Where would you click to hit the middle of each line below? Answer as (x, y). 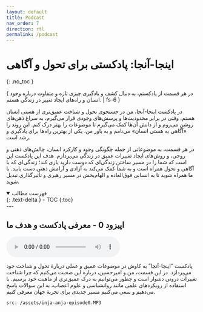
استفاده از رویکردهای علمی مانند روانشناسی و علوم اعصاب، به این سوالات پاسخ (96, 285)
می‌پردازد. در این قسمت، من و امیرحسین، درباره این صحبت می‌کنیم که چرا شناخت (99, 272)
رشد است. (18, 137)
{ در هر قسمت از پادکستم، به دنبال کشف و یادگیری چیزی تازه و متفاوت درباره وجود (100, 93)
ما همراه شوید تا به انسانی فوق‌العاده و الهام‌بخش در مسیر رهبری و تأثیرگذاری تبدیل (100, 175)
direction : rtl (25, 29)
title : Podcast (25, 18)
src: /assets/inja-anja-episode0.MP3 (54, 303)
